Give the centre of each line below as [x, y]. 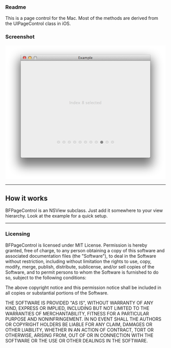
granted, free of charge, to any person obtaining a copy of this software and [85, 250]
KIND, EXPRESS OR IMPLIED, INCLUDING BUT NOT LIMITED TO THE [77, 308]
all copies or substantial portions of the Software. [57, 293]
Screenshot [20, 37]
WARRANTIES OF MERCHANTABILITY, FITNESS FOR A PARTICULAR [77, 313]
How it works [26, 198]
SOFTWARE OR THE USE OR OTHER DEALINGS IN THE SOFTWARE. [77, 340]
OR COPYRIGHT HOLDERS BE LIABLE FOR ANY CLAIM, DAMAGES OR [79, 324]
